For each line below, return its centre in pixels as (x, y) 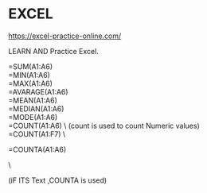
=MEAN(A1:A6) (33, 100)
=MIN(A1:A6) (29, 75)
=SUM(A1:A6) (31, 66)
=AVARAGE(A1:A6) (39, 91)
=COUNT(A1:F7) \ (37, 134)
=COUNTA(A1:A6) (37, 149)
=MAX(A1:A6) (31, 83)
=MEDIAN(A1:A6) (36, 109)
